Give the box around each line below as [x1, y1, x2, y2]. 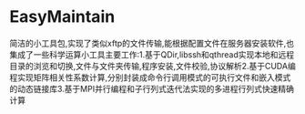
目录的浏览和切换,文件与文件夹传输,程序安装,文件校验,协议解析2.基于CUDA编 [9, 60, 296, 71]
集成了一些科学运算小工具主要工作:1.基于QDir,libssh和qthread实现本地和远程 [9, 48, 294, 60]
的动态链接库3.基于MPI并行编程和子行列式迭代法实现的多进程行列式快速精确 [9, 83, 294, 94]
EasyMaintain [9, 6, 116, 27]
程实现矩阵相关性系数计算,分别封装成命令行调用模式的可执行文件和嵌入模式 [9, 71, 291, 83]
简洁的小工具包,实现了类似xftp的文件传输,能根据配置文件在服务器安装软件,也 [9, 37, 294, 48]
